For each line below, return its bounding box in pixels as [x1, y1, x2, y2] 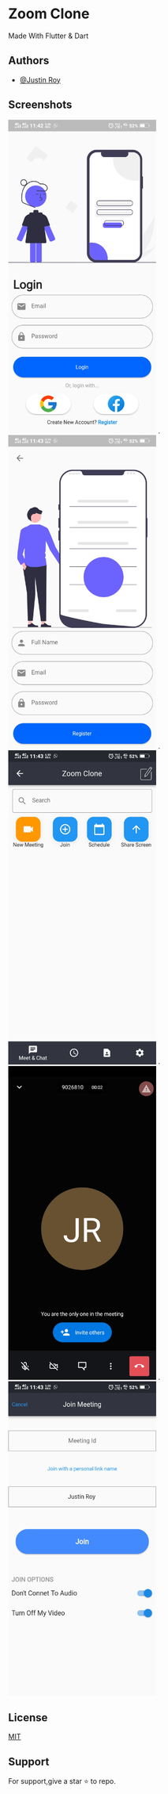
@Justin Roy [19, 75, 61, 84]
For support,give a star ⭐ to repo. [8, 1777, 116, 1786]
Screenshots [8, 98, 73, 112]
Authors [8, 54, 50, 67]
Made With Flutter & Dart [8, 31, 89, 40]
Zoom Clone [8, 5, 90, 23]
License [8, 1711, 48, 1724]
